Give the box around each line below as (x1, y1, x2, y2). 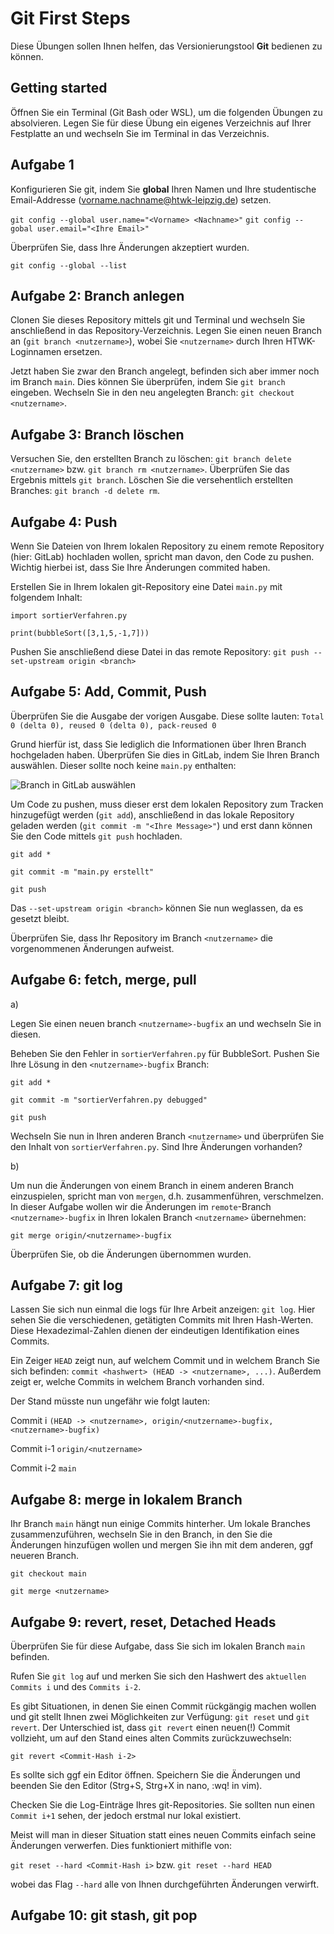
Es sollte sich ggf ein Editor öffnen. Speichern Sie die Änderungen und (10, 1769, 301, 1781)
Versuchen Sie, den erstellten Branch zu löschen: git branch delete (10, 453, 292, 465)
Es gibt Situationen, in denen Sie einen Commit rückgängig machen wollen (10, 1700, 317, 1712)
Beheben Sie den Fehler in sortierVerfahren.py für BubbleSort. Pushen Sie (10, 1047, 320, 1059)
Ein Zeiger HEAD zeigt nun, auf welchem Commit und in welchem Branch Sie (10, 1355, 320, 1367)
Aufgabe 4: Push (10, 513, 118, 531)
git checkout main (10, 1569, 87, 1579)
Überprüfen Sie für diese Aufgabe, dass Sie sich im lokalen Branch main (10, 1640, 306, 1652)
